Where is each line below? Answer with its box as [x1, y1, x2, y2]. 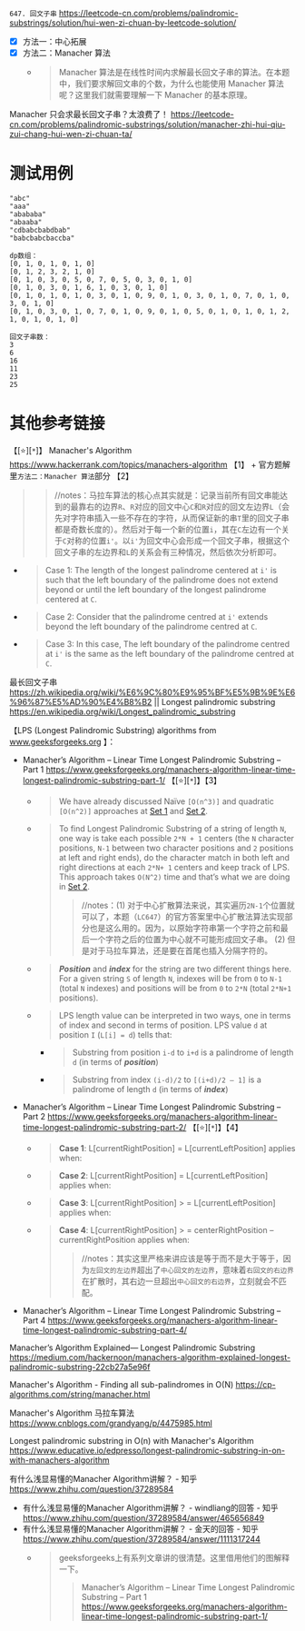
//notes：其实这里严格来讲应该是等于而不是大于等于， [81, 1253, 283, 1264]
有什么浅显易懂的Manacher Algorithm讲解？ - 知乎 [9, 1474, 198, 1484]
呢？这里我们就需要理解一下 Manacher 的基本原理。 [58, 90, 252, 101]
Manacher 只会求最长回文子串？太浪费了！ [9, 109, 170, 120]
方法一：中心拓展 [22, 36, 87, 46]
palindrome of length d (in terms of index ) [72, 1084, 229, 1094]
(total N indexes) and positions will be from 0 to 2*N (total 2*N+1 [58, 983, 292, 993]
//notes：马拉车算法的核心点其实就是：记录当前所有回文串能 [54, 490, 280, 501]
